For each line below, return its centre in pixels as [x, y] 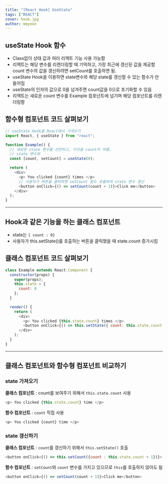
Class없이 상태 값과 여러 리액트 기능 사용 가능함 [59, 58]
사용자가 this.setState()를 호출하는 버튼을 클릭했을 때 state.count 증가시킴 [85, 241]
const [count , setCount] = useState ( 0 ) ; [52, 159]
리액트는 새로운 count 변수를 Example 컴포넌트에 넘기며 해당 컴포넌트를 [82, 96]
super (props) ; [29, 279]
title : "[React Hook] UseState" [39, 10]
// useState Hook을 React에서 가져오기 [43, 131]
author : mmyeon [21, 24]
